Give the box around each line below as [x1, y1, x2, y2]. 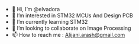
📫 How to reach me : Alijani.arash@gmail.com [11, 32, 125, 38]
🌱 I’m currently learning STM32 [11, 18, 88, 25]
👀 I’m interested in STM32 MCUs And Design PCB [11, 12, 133, 19]
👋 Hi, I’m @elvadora [11, 6, 60, 12]
